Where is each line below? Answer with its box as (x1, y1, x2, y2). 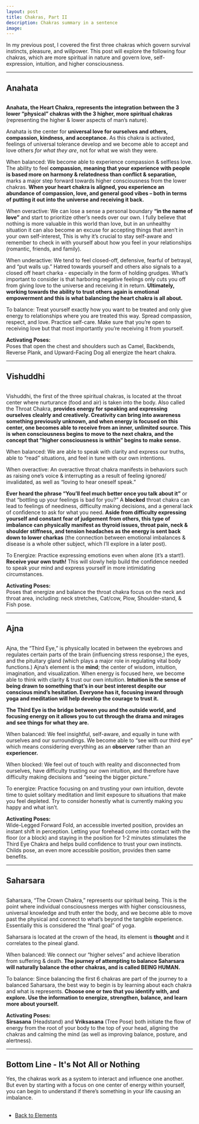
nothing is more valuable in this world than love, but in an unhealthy (6, 220, 171, 227)
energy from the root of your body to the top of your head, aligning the (6, 1024, 179, 1031)
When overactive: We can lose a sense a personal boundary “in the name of (6, 208, 193, 215)
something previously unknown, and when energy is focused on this (6, 418, 178, 425)
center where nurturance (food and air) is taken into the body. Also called (6, 399, 185, 406)
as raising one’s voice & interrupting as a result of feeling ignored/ (6, 472, 167, 479)
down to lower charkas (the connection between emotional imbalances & (6, 534, 186, 541)
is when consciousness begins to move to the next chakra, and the (6, 430, 174, 437)
